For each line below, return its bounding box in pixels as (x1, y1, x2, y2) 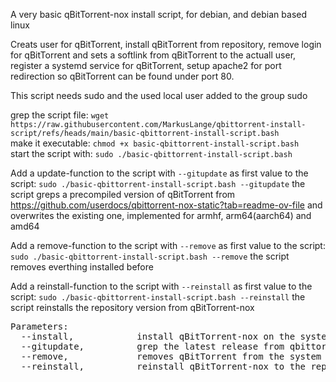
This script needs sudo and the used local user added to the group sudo (10, 90, 308, 101)
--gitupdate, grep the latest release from (20, 341, 285, 352)
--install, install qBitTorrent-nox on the (20, 331, 296, 342)
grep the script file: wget (10, 109, 110, 121)
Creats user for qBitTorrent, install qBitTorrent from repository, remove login (10, 39, 322, 50)
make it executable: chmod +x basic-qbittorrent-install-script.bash (10, 137, 300, 149)
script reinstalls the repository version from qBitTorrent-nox (10, 302, 255, 313)
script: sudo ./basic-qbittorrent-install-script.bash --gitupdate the (10, 178, 306, 189)
